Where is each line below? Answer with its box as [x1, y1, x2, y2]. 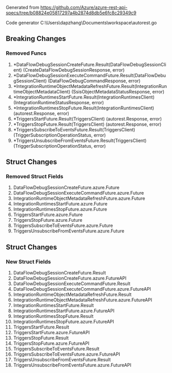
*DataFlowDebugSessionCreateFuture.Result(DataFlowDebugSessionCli [13, 61, 166, 67]
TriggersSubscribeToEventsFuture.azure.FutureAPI [13, 351, 120, 357]
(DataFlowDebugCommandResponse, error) [48, 78, 141, 84]
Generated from [6, 5, 40, 10]
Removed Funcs [6, 50, 47, 57]
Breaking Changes [6, 34, 66, 43]
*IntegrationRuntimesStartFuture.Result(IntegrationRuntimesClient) [13, 94, 155, 100]
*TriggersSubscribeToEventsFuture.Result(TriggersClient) [13, 126, 135, 132]
